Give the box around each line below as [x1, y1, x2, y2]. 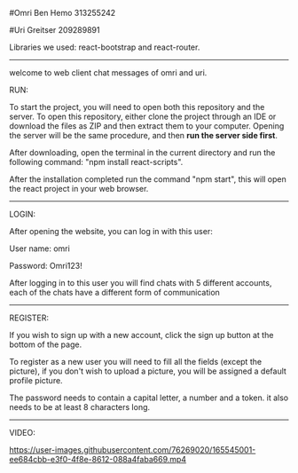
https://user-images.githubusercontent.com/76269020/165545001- [9, 445, 256, 455]
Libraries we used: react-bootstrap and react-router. [9, 42, 200, 52]
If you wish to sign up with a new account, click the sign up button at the [9, 330, 274, 340]
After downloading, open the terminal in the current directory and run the [9, 147, 276, 158]
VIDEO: [9, 428, 35, 438]
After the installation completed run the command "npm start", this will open [9, 174, 286, 185]
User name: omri [9, 243, 71, 254]
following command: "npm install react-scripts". [9, 157, 184, 167]
